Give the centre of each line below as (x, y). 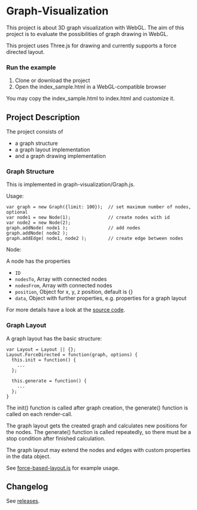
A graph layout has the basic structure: (54, 338)
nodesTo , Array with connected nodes (61, 279)
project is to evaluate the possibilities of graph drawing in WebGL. (87, 34)
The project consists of (35, 132)
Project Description (43, 117)
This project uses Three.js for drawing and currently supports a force (91, 45)
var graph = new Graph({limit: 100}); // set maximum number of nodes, (99, 207)
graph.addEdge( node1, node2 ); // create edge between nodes (95, 239)
